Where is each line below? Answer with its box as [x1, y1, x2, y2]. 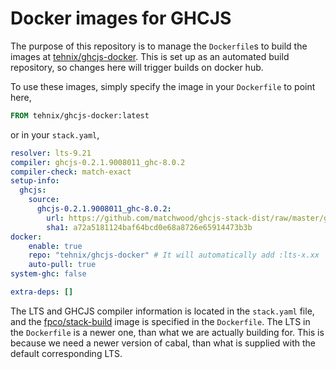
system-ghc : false [10, 269, 87, 279]
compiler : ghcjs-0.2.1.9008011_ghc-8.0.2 [10, 157, 186, 167]
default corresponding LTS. [10, 347, 123, 359]
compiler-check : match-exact [10, 167, 132, 177]
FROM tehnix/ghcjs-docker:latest [10, 110, 150, 121]
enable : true [28, 241, 83, 251]
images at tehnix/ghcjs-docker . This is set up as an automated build [10, 50, 290, 62]
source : [28, 195, 60, 205]
